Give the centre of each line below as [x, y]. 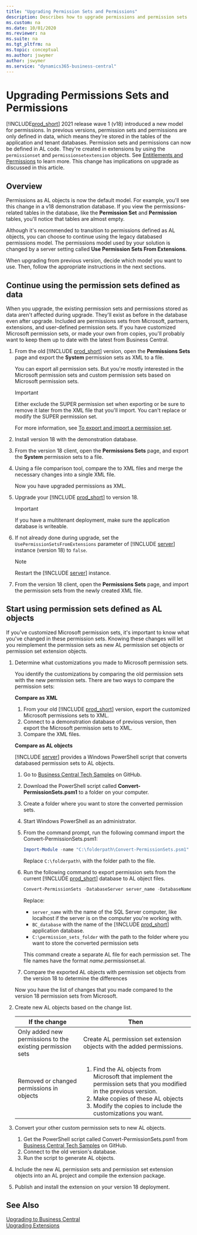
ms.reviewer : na [26, 33]
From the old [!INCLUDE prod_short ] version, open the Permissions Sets [102, 351]
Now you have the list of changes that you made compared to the [94, 989]
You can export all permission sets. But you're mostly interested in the [99, 368]
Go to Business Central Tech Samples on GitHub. [82, 774]
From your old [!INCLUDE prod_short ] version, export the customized [107, 709]
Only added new [40, 1032]
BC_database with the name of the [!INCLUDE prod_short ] [101, 924]
